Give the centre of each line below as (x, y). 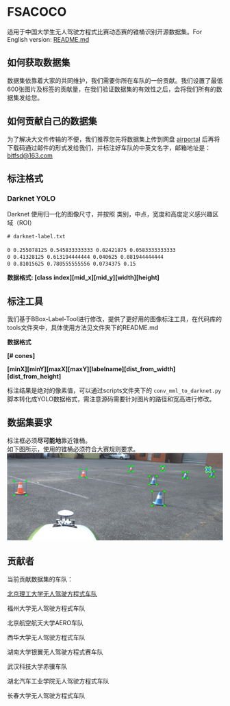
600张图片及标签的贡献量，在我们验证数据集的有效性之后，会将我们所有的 (112, 89)
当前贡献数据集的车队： (40, 579)
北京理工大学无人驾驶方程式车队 (52, 594)
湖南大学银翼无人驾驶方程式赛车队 (55, 652)
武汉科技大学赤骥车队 (37, 666)
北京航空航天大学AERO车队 (45, 622)
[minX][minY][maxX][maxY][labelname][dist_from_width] (91, 369)
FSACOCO (37, 12)
